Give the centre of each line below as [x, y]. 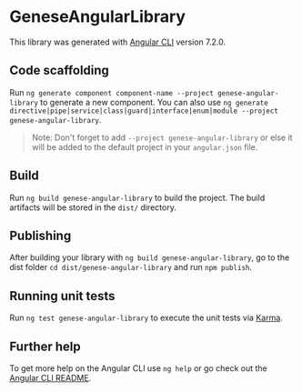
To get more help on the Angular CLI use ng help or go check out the [138, 368]
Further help [45, 346]
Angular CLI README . [50, 378]
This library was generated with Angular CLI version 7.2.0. [117, 42]
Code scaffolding [59, 70]
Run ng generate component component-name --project [111, 92]
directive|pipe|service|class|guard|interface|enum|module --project [144, 111]
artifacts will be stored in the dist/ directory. [93, 207]
